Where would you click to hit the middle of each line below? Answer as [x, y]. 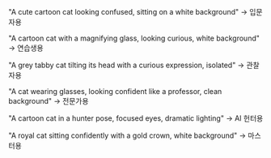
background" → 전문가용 [49, 101]
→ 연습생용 [26, 48]
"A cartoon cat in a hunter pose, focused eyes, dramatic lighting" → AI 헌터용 [136, 118]
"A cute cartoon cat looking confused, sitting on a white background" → [128, 12]
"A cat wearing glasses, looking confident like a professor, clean [115, 91]
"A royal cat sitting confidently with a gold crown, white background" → [127, 135]
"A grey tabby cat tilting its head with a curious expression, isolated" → [127, 65]
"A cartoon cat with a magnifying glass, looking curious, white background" [134, 38]
